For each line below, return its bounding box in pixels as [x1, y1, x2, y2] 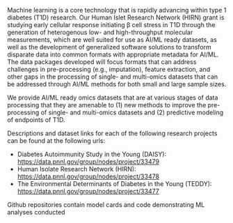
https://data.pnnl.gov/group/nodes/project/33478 [17, 172, 160, 180]
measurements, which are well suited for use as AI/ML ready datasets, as [7, 36, 217, 44]
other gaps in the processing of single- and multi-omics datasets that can [7, 72, 218, 81]
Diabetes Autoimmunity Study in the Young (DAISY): [17, 150, 167, 158]
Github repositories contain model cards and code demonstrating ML [7, 201, 205, 208]
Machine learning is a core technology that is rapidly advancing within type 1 [7, 6, 227, 14]
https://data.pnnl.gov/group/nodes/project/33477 [17, 187, 160, 195]
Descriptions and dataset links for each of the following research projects [7, 129, 218, 137]
